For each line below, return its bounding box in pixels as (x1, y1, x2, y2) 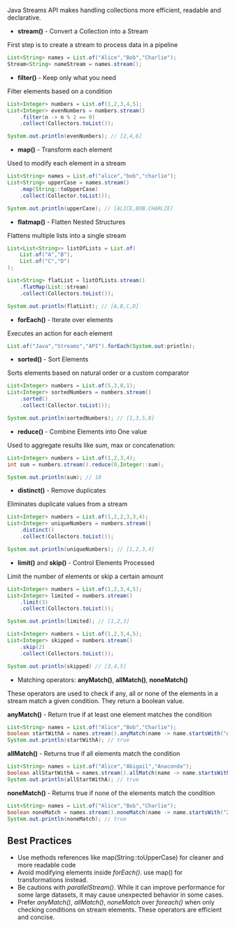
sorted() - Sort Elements (17, 355, 89, 364)
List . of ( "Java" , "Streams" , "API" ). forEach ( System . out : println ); (7, 342, 196, 349)
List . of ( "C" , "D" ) (20, 258, 71, 265)
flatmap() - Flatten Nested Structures (17, 218, 126, 226)
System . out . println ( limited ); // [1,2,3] (7, 618, 130, 625)
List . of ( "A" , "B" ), (20, 251, 73, 258)
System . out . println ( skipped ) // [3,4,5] (7, 662, 127, 669)
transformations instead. (17, 876, 89, 884)
